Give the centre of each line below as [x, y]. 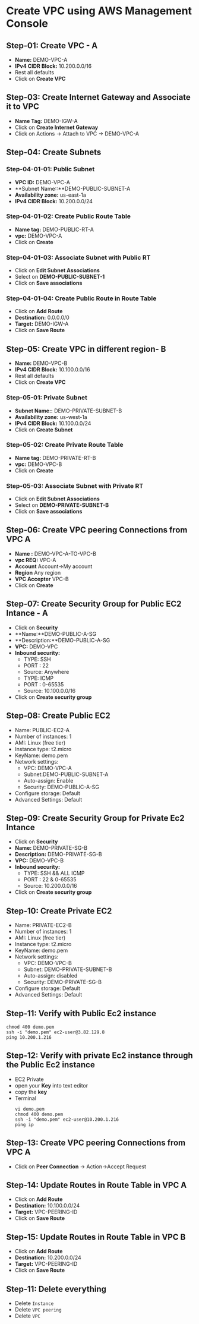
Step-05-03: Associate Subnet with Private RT [75, 486]
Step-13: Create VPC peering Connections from [96, 1143]
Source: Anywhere [46, 672]
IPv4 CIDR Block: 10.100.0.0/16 [52, 370]
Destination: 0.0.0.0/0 [42, 318]
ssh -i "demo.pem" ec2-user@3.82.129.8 [56, 1032]
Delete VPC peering [38, 1310]
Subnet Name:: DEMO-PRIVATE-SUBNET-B [68, 411]
